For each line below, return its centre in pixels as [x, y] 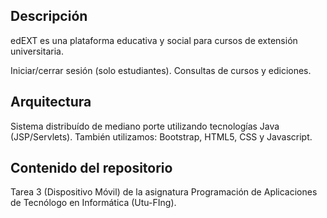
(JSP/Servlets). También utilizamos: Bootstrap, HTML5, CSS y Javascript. [161, 136]
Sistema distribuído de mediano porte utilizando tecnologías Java [145, 126]
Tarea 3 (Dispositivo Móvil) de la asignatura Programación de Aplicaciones [164, 192]
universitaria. [37, 51]
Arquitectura [51, 102]
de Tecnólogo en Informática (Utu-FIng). [93, 203]
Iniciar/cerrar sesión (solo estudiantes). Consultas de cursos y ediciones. [161, 70]
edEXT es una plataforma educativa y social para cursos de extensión [154, 40]
